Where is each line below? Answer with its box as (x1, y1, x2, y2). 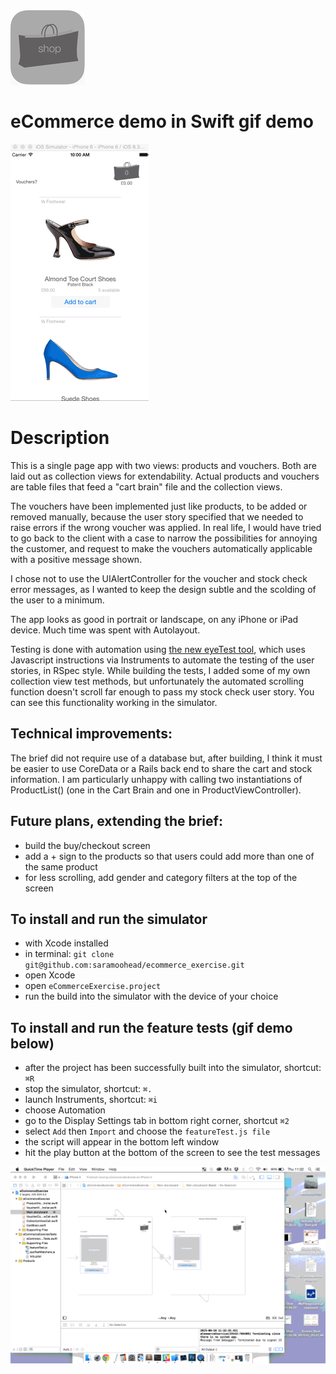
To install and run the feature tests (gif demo (10, 1019, 293, 1036)
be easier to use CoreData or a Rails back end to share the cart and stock (10, 762, 313, 774)
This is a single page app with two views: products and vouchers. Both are (10, 459, 317, 471)
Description (10, 427, 110, 449)
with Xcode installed (24, 937, 109, 949)
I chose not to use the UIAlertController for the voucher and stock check (10, 572, 308, 584)
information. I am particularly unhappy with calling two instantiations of (10, 773, 303, 785)
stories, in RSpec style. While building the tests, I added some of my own (10, 664, 311, 676)
